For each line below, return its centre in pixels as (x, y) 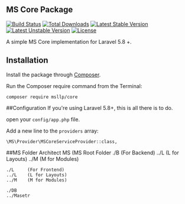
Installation (27, 61)
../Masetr (18, 195)
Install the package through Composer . (53, 75)
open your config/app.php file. (43, 119)
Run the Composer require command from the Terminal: (74, 86)
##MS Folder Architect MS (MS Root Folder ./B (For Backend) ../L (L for (92, 153)
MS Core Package (40, 10)
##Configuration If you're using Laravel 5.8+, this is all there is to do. (90, 108)
